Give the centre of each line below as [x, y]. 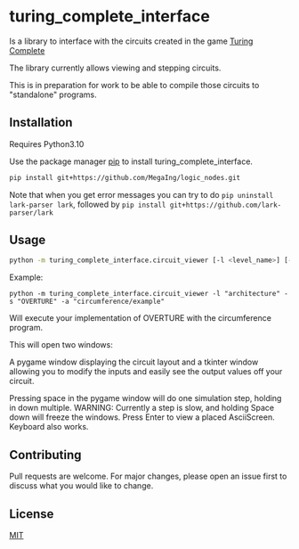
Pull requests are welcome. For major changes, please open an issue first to [148, 476]
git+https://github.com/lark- [226, 205]
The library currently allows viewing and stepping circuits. [115, 68]
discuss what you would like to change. [81, 486]
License [32, 514]
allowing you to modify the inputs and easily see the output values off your [146, 372]
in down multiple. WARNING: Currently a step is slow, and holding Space [141, 408]
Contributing [45, 455]
